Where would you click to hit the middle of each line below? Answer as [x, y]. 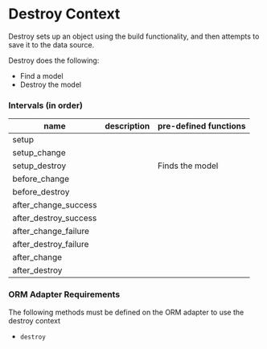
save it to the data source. [51, 44]
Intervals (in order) [45, 105]
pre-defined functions [201, 126]
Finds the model [188, 166]
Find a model [41, 76]
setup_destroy [39, 166]
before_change [41, 179]
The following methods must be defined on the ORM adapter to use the [126, 312]
